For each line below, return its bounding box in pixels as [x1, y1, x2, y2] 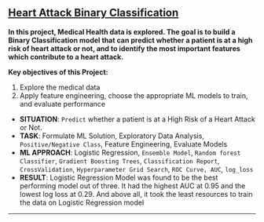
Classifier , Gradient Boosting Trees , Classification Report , [19, 156, 220, 166]
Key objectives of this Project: [8, 67, 108, 77]
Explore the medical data [19, 82, 101, 92]
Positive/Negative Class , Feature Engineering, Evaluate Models [19, 139, 228, 148]
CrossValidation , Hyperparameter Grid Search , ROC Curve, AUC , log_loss [19, 164, 254, 173]
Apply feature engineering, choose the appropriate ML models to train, [19, 90, 248, 100]
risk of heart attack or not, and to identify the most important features [8, 43, 241, 53]
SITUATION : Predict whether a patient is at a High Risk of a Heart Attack [19, 114, 255, 124]
